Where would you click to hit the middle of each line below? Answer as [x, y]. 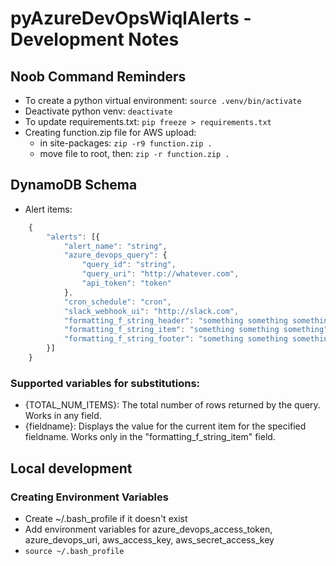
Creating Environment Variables [89, 497]
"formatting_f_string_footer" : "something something [175, 339]
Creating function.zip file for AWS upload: [110, 132]
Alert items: [48, 209]
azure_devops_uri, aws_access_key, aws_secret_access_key [149, 539]
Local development [71, 468]
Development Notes [95, 39]
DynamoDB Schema [74, 185]
